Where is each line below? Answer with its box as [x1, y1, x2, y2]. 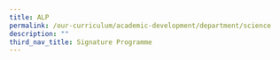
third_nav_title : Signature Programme [9, 37, 152, 47]
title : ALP [9, 12, 50, 22]
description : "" [9, 29, 69, 38]
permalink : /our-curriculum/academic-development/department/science [9, 21, 272, 30]
